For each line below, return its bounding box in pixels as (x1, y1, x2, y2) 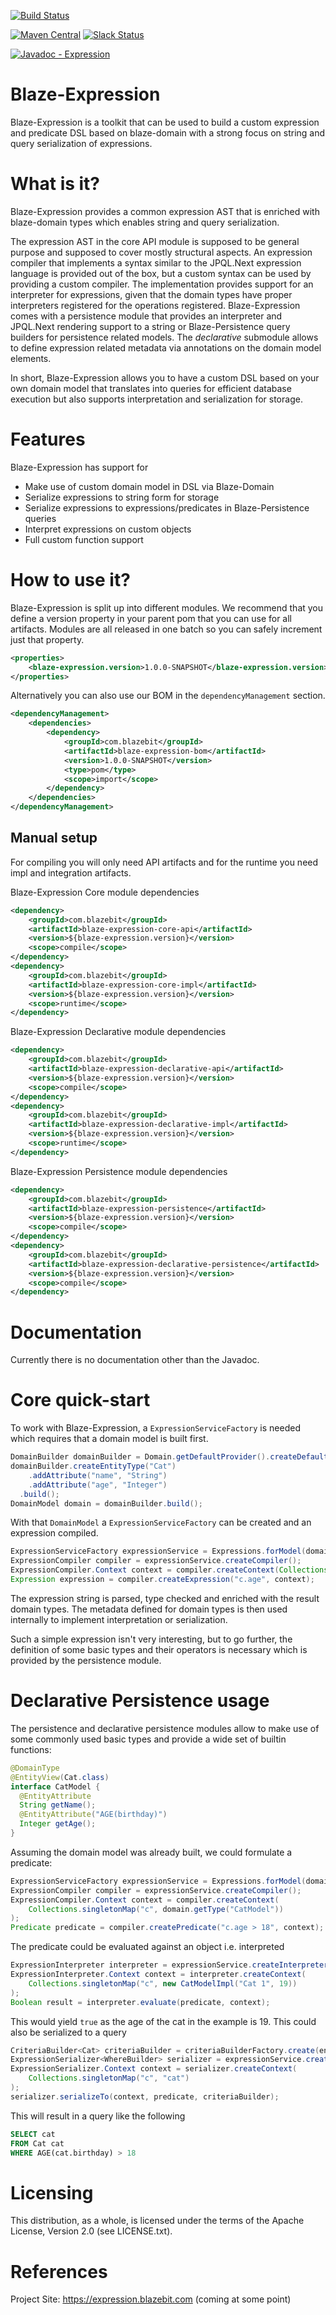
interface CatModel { (10, 1781, 101, 1792)
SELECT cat (10, 2129, 56, 2139)
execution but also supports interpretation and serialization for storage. (10, 393, 303, 405)
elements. (10, 352, 52, 364)
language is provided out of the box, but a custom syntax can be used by (10, 267, 312, 279)
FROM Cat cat (10, 2138, 65, 2149)
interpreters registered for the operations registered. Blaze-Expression (10, 299, 301, 311)
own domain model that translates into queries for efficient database (10, 382, 292, 394)
